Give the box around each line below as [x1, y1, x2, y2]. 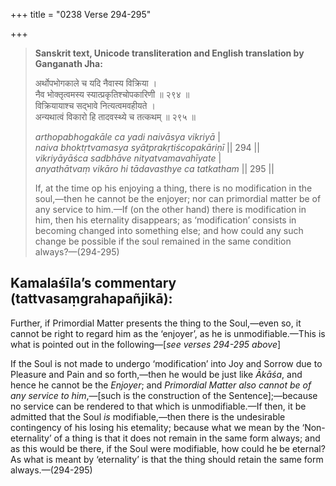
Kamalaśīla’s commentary [10, 275, 177, 292]
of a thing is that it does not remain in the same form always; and [53, 432, 321, 444]
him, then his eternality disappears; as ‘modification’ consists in [34, 214, 297, 226]
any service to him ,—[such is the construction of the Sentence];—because [10, 389, 318, 401]
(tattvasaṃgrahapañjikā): [10, 290, 173, 308]
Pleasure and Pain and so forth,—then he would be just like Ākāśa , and [10, 368, 303, 380]
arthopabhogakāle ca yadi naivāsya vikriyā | [34, 131, 221, 143]
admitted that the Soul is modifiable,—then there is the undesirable [10, 410, 286, 423]
